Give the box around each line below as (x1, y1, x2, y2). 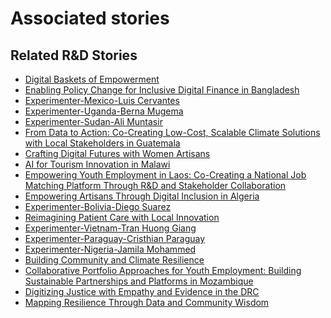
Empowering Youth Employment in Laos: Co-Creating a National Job (24, 169, 307, 181)
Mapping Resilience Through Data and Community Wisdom (24, 297, 270, 308)
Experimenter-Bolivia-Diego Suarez (24, 201, 172, 212)
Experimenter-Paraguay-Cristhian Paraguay (24, 233, 206, 244)
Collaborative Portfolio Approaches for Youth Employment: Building (24, 265, 302, 276)
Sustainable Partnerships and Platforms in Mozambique (24, 275, 254, 287)
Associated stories (10, 7, 170, 30)
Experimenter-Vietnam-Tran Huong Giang (24, 222, 197, 234)
